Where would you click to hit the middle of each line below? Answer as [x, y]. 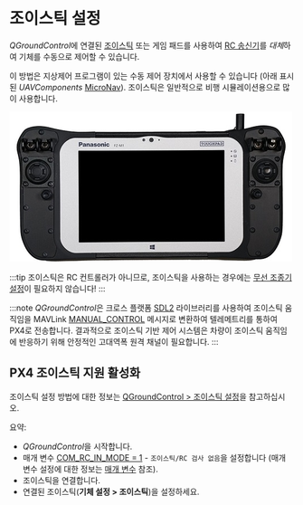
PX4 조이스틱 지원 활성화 [75, 373]
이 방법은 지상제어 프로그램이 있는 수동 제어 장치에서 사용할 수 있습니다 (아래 [143, 76]
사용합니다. [38, 98]
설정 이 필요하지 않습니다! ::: [57, 288]
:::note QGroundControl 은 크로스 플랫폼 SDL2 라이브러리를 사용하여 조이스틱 [146, 308]
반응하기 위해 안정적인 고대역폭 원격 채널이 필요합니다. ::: [118, 341]
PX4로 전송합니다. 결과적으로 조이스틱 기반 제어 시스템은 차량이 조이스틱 [137, 330]
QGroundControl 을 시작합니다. [77, 446]
